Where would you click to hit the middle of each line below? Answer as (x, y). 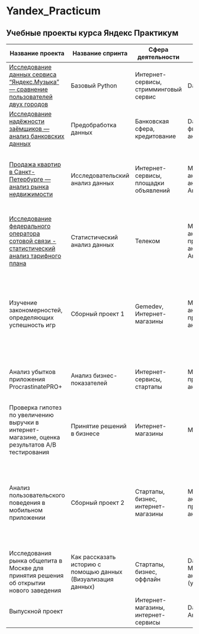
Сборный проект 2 (98, 503)
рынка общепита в (36, 561)
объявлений (153, 190)
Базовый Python (94, 86)
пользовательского (37, 495)
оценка (50, 437)
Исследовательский (100, 175)
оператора (25, 233)
